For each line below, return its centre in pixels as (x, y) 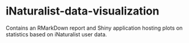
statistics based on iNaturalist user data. (57, 34)
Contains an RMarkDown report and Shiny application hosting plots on (94, 28)
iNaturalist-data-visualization (83, 11)
